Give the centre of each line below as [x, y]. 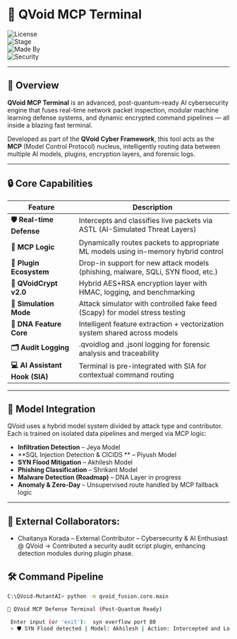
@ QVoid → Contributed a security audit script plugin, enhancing [111, 546]
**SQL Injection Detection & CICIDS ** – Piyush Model [97, 455]
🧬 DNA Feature [36, 323]
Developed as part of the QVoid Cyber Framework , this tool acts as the [111, 139]
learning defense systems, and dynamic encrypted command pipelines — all [119, 117]
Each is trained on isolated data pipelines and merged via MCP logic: [107, 434]
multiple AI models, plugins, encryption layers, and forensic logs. [101, 154]
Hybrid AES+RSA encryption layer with [143, 283]
